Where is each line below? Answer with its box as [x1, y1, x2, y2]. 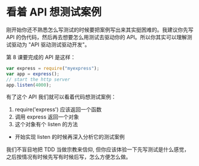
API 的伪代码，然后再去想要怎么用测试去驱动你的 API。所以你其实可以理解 [6, 33, 187, 40]
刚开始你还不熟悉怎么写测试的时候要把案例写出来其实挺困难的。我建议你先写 [6, 26, 194, 33]
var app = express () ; [6, 71, 60, 77]
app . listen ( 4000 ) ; [6, 82, 52, 88]
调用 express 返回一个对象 [14, 113, 79, 120]
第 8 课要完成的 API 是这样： [6, 53, 76, 60]
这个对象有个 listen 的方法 [14, 121, 78, 128]
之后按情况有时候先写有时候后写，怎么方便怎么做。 [6, 154, 131, 161]
